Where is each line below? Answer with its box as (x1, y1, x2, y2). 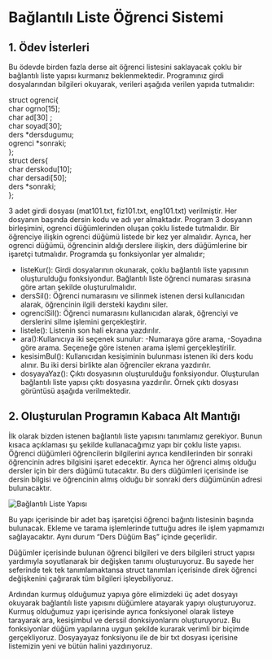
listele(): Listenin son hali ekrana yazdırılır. (20, 325, 161, 335)
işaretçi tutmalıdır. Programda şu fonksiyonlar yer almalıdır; (8, 249, 205, 259)
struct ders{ (8, 155, 49, 165)
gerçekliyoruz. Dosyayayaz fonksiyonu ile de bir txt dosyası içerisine (8, 632, 239, 642)
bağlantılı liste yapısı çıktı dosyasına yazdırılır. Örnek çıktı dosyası (20, 378, 239, 386)
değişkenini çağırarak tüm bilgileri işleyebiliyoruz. (8, 574, 173, 583)
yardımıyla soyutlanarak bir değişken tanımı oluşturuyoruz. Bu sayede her (8, 556, 255, 565)
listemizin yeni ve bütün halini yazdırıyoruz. (8, 641, 153, 651)
